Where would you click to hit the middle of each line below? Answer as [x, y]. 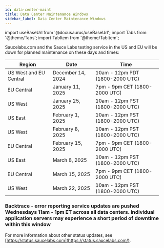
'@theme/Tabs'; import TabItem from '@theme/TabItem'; [62, 38]
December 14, [69, 73]
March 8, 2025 [70, 160]
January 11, [66, 87]
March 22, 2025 [71, 188]
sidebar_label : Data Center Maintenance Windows [55, 19]
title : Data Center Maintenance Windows [47, 14]
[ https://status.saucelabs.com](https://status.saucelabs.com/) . [68, 240]
